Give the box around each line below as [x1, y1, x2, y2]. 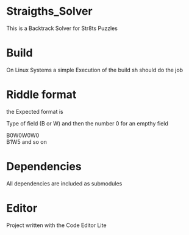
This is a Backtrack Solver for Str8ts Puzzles [6, 24, 118, 32]
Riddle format [6, 88, 77, 102]
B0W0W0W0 [6, 132, 40, 139]
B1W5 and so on [6, 138, 47, 145]
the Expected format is [6, 108, 63, 115]
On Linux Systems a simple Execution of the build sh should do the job [6, 66, 184, 73]
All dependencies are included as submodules [6, 179, 123, 187]
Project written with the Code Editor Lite [6, 222, 107, 229]
